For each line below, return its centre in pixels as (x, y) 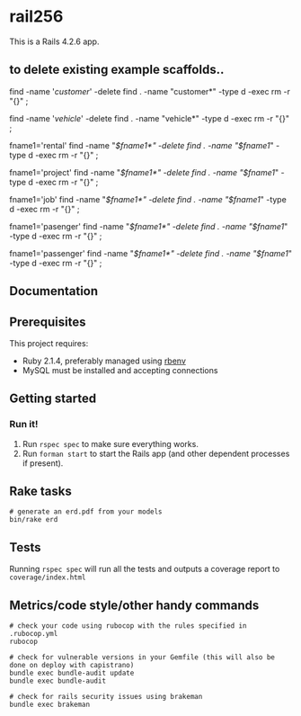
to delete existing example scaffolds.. (117, 70)
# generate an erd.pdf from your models (86, 512)
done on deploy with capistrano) (72, 666)
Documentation (54, 291)
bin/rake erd (34, 520)
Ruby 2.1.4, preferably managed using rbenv (104, 361)
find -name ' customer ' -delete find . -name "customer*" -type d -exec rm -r (150, 91)
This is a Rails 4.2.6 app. (54, 41)
